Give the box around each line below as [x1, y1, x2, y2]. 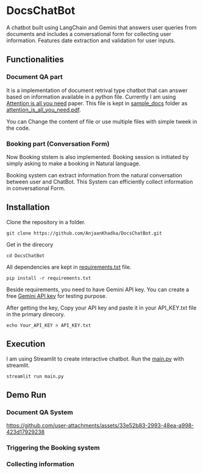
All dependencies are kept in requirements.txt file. [6, 263, 132, 271]
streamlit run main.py [6, 373, 64, 380]
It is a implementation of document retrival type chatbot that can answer [6, 87, 188, 94]
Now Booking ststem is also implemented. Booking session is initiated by [6, 153, 189, 160]
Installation [6, 202, 50, 213]
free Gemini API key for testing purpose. [6, 292, 107, 299]
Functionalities [6, 54, 64, 65]
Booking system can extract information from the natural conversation [6, 171, 183, 179]
